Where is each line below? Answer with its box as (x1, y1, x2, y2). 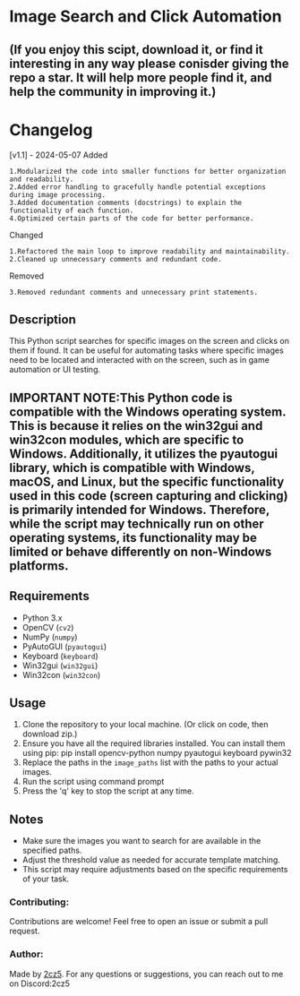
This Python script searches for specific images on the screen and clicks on (9, 336, 289, 347)
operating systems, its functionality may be (9, 530, 258, 545)
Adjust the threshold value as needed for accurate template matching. (21, 854, 280, 865)
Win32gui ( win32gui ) (21, 660, 99, 671)
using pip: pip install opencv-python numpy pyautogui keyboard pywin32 (21, 748, 292, 759)
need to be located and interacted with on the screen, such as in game (9, 355, 270, 365)
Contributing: (9, 896, 70, 908)
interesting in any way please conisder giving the (9, 56, 289, 71)
